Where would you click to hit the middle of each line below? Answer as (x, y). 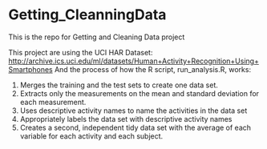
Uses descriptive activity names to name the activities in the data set (133, 111)
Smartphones (31, 69)
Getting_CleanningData (87, 15)
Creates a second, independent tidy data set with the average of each (135, 127)
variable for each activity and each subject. (91, 136)
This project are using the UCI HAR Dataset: (81, 52)
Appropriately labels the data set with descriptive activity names (126, 119)
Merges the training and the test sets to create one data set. (119, 85)
